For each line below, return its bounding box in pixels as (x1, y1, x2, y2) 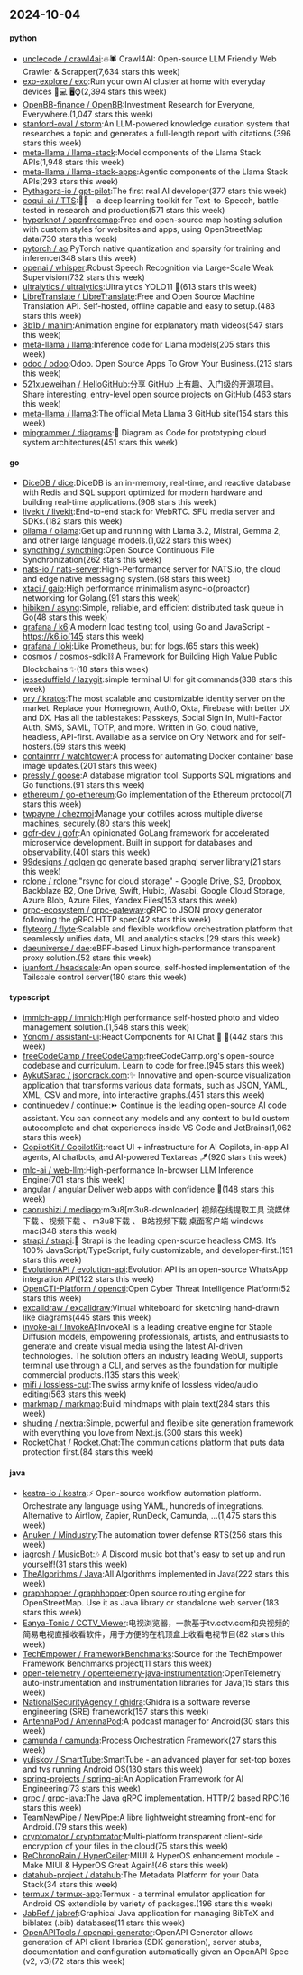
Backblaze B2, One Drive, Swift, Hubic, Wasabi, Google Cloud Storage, (22, 885, 286, 895)
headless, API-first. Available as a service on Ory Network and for (22, 731, 268, 742)
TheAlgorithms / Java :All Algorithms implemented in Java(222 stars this (22, 1568, 289, 1579)
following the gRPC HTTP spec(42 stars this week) (22, 913, 212, 924)
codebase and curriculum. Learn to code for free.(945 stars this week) (22, 1061, 286, 1071)
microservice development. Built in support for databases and (22, 837, 252, 847)
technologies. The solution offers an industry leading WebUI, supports (22, 1351, 284, 1361)
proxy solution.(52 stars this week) (22, 952, 151, 963)
